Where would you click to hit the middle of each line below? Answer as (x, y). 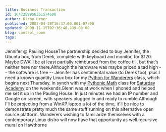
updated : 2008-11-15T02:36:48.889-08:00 (48, 28)
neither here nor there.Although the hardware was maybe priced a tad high (82, 67)
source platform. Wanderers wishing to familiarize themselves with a (75, 114)
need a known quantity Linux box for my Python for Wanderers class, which (83, 78)
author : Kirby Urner (27, 19)
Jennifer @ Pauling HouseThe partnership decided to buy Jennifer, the (77, 51)
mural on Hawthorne (26, 125)
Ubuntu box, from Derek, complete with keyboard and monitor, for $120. (79, 56)
